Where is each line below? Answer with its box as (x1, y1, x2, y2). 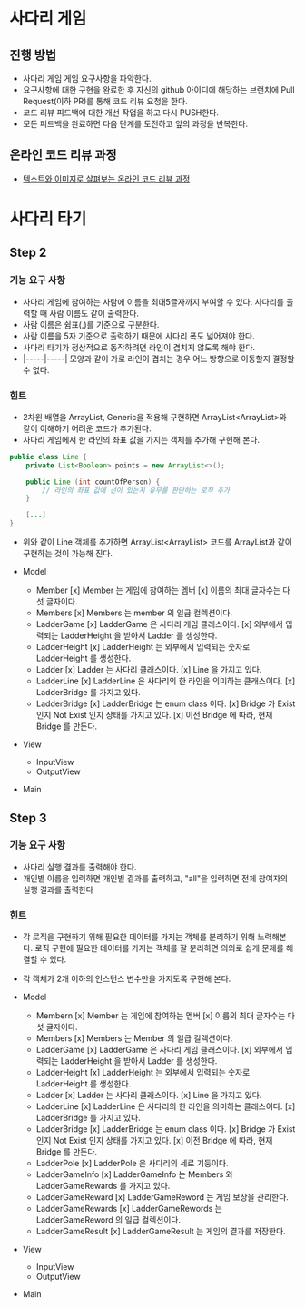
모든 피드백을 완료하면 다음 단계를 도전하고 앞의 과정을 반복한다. (22, 119, 248, 129)
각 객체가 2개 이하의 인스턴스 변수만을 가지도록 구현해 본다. (22, 973, 231, 985)
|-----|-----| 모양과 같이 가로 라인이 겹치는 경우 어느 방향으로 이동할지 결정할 (22, 353, 295, 364)
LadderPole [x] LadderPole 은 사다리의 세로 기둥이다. (35, 1158, 229, 1169)
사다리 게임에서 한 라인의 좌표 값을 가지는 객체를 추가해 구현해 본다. (22, 434, 261, 445)
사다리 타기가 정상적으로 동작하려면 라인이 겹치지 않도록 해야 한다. (22, 341, 256, 352)
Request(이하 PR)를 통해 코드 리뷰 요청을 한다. (22, 96, 188, 106)
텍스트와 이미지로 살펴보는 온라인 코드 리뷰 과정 (22, 173, 191, 184)
